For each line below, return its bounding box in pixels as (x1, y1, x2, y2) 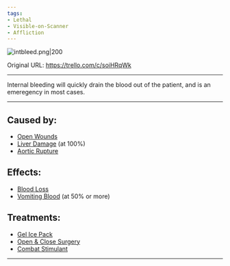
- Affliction (7, 29, 44, 36)
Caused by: (7, 114, 57, 126)
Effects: (7, 167, 42, 178)
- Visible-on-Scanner (7, 23, 69, 29)
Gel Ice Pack (16, 230, 53, 238)
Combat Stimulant (16, 244, 68, 253)
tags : (7, 10, 23, 17)
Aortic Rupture (16, 147, 59, 155)
